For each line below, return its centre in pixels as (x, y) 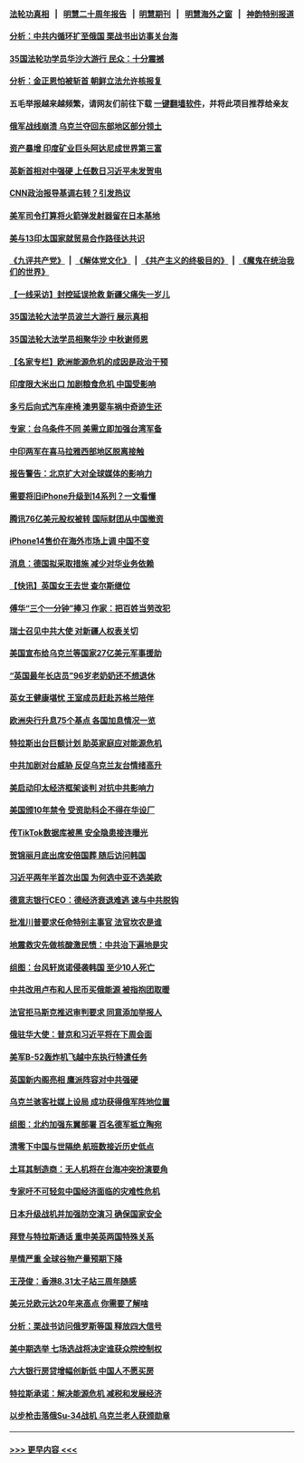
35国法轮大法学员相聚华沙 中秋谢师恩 (79, 339)
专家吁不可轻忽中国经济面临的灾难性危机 (85, 1191)
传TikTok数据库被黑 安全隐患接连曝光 (79, 832)
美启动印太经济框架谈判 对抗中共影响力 (82, 788)
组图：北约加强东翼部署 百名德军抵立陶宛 (86, 1124)
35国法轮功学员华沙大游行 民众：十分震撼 (87, 58)
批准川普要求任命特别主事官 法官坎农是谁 (86, 922)
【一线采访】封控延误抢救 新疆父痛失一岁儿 (90, 294)
